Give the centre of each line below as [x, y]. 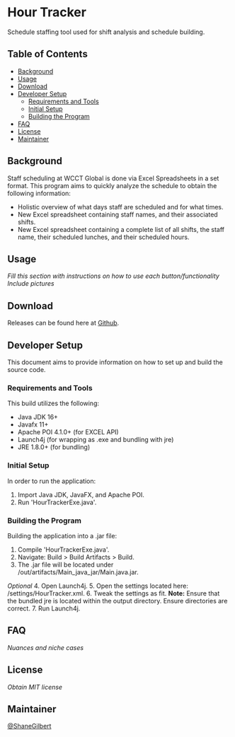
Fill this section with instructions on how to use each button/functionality [113, 276]
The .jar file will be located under [65, 564]
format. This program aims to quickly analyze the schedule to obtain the [112, 185]
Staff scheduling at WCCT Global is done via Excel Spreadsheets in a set [113, 178]
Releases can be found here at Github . [63, 323]
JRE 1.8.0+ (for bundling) [54, 447]
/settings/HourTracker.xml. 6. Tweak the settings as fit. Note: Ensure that [114, 593]
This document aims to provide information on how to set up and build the [115, 362]
